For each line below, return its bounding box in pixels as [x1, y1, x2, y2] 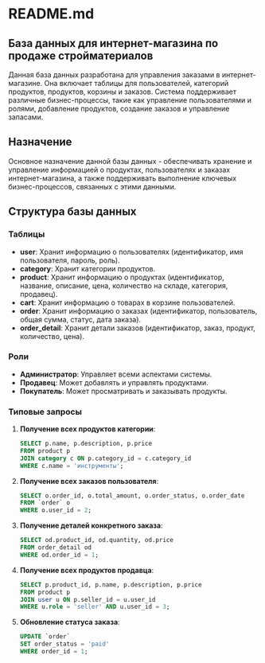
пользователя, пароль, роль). [19, 255, 121, 265]
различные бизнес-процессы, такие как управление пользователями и [8, 96, 252, 104]
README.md [8, 5, 95, 23]
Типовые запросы [8, 406, 82, 417]
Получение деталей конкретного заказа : [19, 521, 163, 530]
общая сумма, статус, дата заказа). [19, 314, 142, 324]
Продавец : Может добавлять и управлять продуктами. [19, 377, 208, 387]
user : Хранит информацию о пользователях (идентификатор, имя [19, 247, 244, 256]
